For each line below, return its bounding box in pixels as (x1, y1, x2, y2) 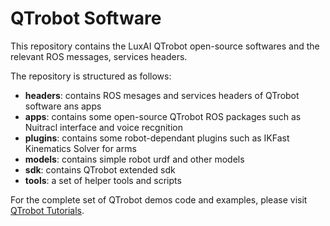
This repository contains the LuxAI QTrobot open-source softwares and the (10, 40, 320, 52)
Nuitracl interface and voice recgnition (24, 121, 183, 133)
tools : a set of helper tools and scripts (24, 174, 182, 186)
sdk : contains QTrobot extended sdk (24, 163, 176, 176)
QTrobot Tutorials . (10, 204, 85, 216)
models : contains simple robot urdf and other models (24, 153, 245, 165)
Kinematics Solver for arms (24, 142, 137, 154)
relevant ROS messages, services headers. (10, 50, 188, 62)
